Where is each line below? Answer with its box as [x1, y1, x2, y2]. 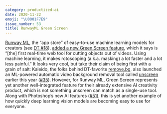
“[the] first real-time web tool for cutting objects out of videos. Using [5, 50, 146, 56]
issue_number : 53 [5, 21, 41, 26]
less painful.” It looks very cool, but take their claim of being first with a [5, 61, 151, 67]
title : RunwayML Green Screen [5, 26, 68, 31]
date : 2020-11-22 [5, 12, 41, 17]
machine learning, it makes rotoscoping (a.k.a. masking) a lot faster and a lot [5, 55, 163, 61]
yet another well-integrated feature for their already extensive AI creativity [5, 82, 158, 88]
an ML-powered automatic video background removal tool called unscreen [5, 71, 159, 77]
